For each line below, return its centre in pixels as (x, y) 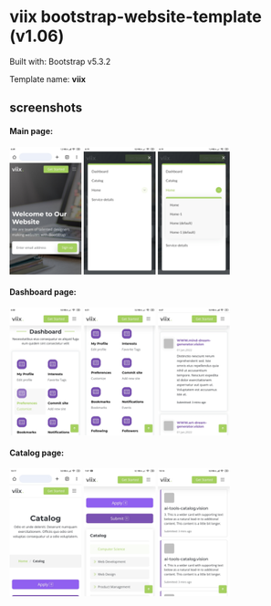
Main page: (31, 131)
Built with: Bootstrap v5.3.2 (60, 61)
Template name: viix (48, 78)
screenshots (46, 108)
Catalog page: (37, 453)
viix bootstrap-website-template (135, 17)
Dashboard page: (43, 292)
